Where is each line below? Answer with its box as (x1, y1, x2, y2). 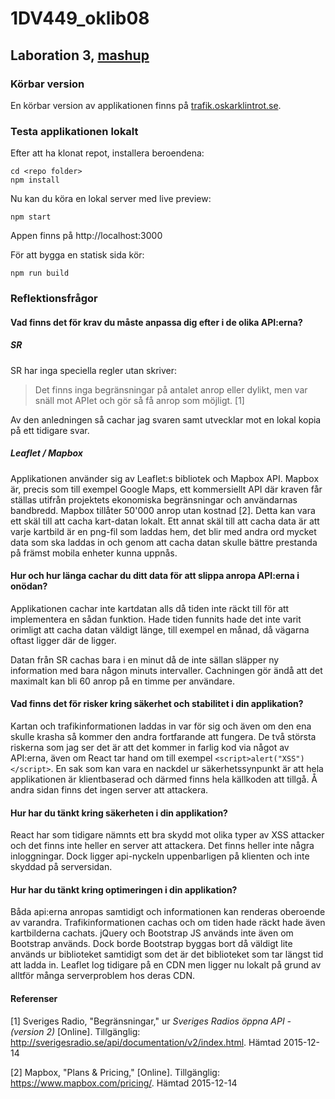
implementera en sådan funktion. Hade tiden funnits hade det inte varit (10, 613, 302, 625)
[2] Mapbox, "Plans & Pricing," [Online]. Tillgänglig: (10, 1066, 220, 1078)
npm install (10, 175, 60, 186)
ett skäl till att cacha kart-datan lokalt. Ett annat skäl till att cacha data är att (10, 515, 320, 527)
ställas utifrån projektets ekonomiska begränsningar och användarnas (10, 493, 298, 506)
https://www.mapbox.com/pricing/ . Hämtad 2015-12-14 (10, 1077, 238, 1089)
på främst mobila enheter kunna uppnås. (10, 547, 178, 559)
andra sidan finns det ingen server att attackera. (10, 784, 209, 796)
